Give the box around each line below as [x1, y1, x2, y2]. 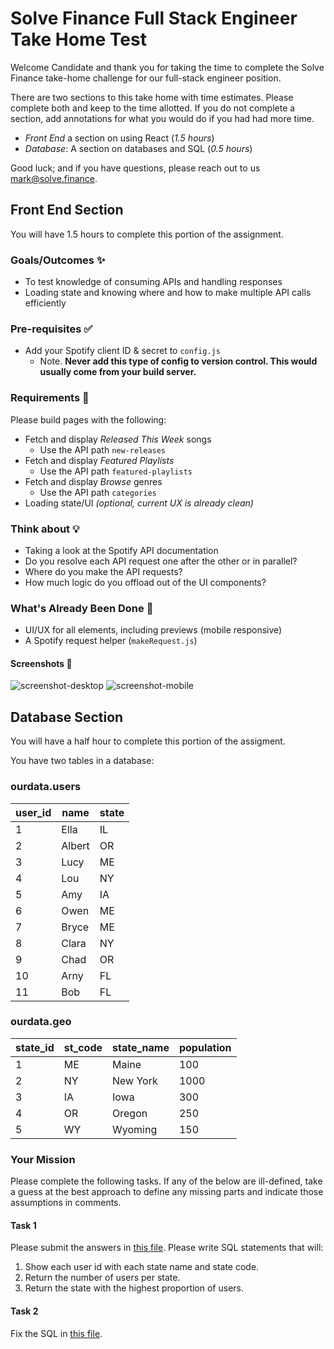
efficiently [24, 297, 67, 309]
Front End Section [10, 202, 124, 219]
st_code [63, 1040, 103, 1054]
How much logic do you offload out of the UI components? [24, 576, 267, 588]
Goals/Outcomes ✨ [10, 253, 106, 267]
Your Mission [10, 1152, 76, 1166]
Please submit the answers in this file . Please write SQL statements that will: [10, 1242, 324, 1254]
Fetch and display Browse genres [24, 475, 163, 487]
